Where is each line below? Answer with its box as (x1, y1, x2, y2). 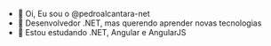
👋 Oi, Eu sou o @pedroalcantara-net (17, 9, 150, 19)
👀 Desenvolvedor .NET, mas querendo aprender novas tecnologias (17, 18, 262, 28)
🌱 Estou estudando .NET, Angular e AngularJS (17, 27, 187, 37)
